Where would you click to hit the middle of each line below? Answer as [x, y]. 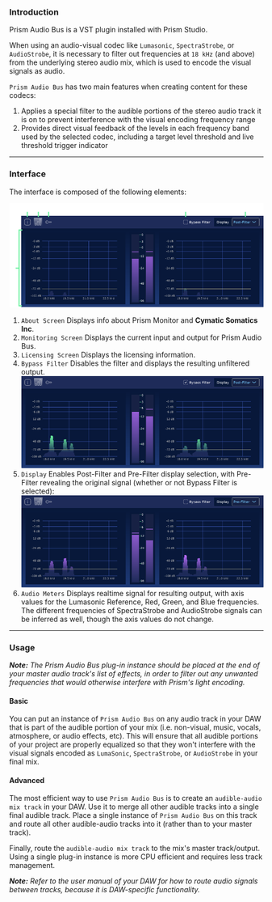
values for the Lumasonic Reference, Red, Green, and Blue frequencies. [140, 602]
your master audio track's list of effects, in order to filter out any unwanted [134, 673]
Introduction [34, 12]
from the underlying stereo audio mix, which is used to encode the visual [130, 62]
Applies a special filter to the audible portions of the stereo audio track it [141, 111]
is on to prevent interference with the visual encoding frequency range [138, 120]
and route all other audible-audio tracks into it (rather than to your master [131, 824]
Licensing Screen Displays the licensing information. [108, 355]
